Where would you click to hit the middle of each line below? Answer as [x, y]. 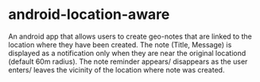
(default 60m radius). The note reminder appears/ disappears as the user [128, 61]
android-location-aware [89, 15]
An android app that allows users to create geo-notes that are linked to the [130, 36]
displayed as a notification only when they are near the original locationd [127, 53]
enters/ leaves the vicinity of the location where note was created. [116, 69]
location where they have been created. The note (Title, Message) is [120, 44]
